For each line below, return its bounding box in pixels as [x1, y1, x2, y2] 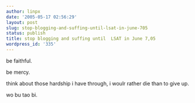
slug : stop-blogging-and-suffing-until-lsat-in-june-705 [6, 25, 148, 31]
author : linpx [6, 8, 41, 15]
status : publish [6, 30, 46, 36]
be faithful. [6, 57, 32, 64]
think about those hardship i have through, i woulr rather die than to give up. [6, 80, 189, 87]
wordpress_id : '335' [6, 42, 57, 47]
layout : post [6, 19, 38, 25]
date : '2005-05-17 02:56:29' [6, 14, 77, 20]
